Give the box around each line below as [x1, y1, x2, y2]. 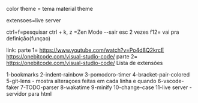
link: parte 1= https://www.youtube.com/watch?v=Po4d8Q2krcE [6, 46, 164, 54]
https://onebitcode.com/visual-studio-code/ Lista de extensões [6, 60, 163, 66]
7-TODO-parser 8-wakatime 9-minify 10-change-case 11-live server [20, 84, 188, 91]
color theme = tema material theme [6, 5, 93, 12]
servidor [6, 90, 27, 97]
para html [28, 90, 52, 97]
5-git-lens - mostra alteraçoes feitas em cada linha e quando [6, 78, 157, 84]
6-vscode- [157, 78, 184, 84]
